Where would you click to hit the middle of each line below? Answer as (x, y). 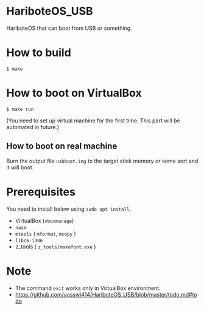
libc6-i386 (29, 241)
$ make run (20, 109)
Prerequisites (41, 192)
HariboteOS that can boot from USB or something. (69, 28)
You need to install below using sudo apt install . (69, 209)
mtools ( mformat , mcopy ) (45, 233)
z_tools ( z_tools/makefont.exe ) (55, 246)
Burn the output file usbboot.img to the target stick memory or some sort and (102, 161)
